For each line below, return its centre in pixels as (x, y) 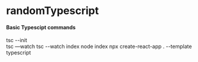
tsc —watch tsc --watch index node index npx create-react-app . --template (99, 46)
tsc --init (17, 40)
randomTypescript (53, 11)
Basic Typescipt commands (41, 27)
